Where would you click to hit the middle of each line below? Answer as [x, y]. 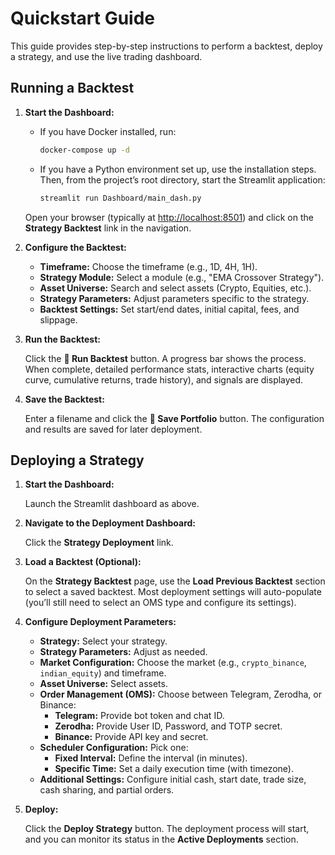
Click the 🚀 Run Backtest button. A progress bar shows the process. [165, 358]
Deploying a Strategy [77, 460]
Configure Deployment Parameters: [100, 622]
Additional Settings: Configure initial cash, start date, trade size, [173, 779]
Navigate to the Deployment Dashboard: [110, 523]
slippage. [58, 319]
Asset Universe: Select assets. [103, 684]
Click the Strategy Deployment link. [99, 543]
